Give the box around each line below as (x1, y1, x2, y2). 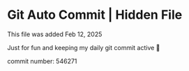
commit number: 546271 (7, 56, 77, 65)
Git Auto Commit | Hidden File (7, 7, 183, 23)
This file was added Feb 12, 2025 (7, 30, 103, 38)
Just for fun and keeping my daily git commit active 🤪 (7, 43, 160, 52)
